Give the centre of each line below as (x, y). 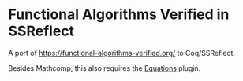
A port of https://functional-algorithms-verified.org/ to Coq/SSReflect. (121, 53)
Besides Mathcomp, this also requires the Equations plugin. (105, 68)
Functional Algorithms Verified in (119, 15)
